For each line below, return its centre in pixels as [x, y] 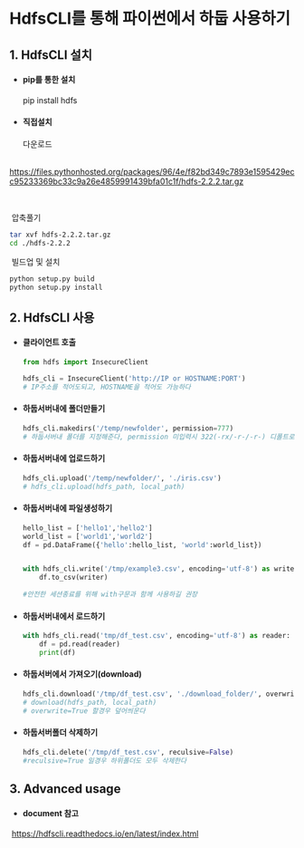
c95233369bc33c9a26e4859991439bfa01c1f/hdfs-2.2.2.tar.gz [127, 181]
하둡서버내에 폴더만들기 [64, 409]
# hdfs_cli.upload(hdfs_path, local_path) [104, 487]
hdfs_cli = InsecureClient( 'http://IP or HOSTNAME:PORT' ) [134, 378]
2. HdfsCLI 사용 [52, 318]
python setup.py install [56, 287]
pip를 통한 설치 [49, 80]
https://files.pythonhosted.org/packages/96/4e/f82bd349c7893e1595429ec [152, 171]
